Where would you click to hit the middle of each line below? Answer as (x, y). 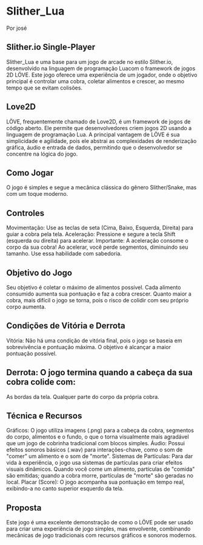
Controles (25, 213)
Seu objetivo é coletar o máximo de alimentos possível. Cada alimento (94, 287)
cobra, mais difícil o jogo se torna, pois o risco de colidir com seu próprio (98, 300)
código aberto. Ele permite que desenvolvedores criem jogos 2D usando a (99, 128)
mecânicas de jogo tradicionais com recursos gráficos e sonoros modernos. (101, 535)
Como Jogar (30, 172)
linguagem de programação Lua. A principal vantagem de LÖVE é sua (93, 134)
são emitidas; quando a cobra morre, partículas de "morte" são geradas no (100, 476)
